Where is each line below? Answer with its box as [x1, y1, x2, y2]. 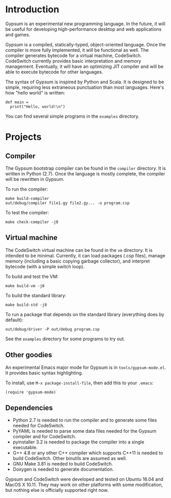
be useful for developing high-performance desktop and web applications [5, 26, 162, 32]
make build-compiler [5, 196, 50, 201]
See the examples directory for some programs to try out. [5, 336, 125, 342]
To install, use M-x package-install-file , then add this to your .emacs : [5, 379, 154, 386]
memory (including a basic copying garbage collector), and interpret [5, 258, 150, 264]
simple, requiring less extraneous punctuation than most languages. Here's [5, 84, 164, 90]
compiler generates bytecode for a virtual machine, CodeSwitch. [5, 52, 142, 59]
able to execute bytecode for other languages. [5, 68, 104, 75]
